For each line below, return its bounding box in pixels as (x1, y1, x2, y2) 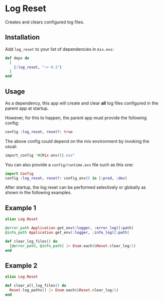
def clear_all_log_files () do (5, 283, 67, 288)
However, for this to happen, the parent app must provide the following (5, 115, 147, 120)
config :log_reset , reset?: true (5, 129, 73, 134)
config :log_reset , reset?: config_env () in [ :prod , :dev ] (5, 176, 127, 181)
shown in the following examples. (5, 190, 72, 196)
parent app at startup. (5, 105, 49, 111)
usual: (5, 143, 18, 149)
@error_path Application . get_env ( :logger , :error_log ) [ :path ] (5, 225, 134, 231)
